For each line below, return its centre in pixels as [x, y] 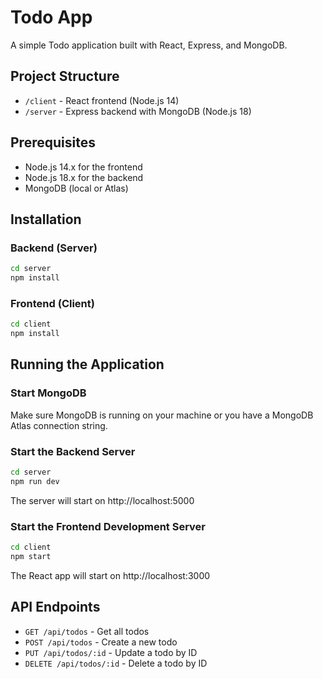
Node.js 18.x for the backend [84, 177]
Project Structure [65, 76]
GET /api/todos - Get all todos [87, 631]
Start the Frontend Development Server [108, 526]
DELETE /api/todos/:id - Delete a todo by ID [116, 663]
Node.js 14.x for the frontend [83, 167]
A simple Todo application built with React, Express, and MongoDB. [149, 45]
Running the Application [87, 364]
